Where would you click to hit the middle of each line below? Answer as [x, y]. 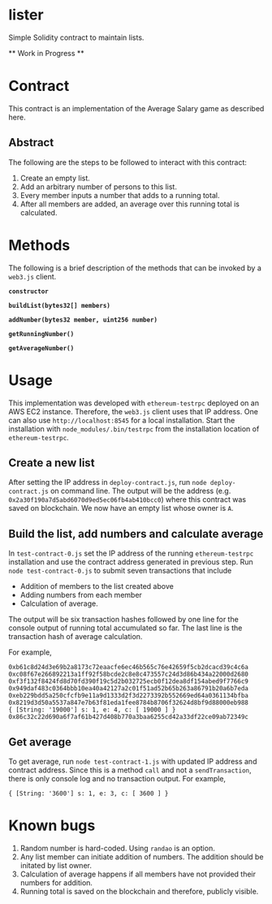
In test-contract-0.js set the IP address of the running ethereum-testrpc [131, 553]
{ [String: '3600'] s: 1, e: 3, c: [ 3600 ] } [89, 794]
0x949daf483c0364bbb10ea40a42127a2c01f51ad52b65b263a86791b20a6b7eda [129, 689]
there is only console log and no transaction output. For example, [117, 779]
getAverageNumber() [41, 348]
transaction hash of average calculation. [76, 637]
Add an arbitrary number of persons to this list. [98, 186]
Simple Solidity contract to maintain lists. [76, 37]
